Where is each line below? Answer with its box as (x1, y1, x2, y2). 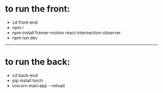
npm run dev (12, 35, 38, 41)
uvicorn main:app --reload (12, 82, 65, 88)
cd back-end (12, 72, 38, 78)
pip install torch (12, 77, 43, 83)
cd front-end (12, 19, 38, 25)
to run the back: (5, 57, 70, 67)
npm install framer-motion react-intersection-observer (12, 30, 121, 35)
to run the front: (5, 3, 70, 15)
